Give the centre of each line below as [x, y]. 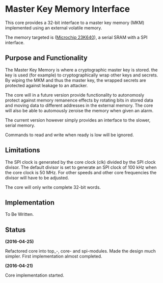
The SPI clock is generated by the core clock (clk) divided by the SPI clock [81, 162]
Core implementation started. [35, 275]
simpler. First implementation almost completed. [54, 257]
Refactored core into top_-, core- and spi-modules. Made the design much [81, 251]
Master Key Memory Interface [68, 9]
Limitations [23, 150]
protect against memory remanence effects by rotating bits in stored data [79, 100]
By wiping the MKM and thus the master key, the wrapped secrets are [76, 80]
